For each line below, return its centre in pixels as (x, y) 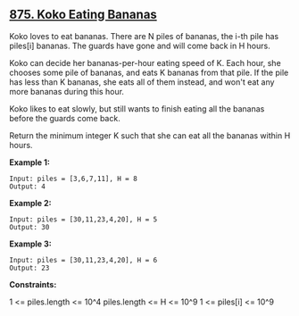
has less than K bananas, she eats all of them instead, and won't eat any (142, 82)
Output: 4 (28, 187)
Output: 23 (29, 268)
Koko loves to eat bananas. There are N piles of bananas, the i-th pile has (144, 36)
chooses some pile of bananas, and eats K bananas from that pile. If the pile (149, 72)
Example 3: (30, 244)
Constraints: (33, 284)
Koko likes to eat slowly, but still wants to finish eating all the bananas (137, 108)
